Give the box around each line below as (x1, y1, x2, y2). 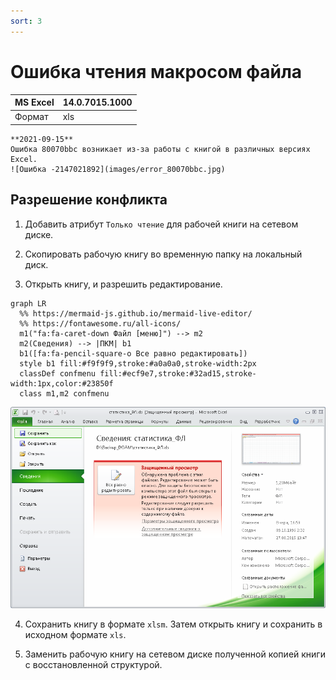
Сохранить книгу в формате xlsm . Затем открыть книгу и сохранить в (24, 618, 323, 630)
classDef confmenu (19, 368, 97, 379)
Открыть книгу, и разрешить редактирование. (24, 278, 223, 290)
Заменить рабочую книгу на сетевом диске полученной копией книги (24, 648, 326, 660)
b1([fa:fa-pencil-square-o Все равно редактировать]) (19, 348, 248, 359)
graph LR (10, 298, 47, 309)
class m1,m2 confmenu (19, 388, 110, 399)
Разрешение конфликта (10, 191, 168, 209)
